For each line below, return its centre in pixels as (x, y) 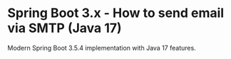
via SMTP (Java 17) (65, 28)
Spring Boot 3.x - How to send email (116, 13)
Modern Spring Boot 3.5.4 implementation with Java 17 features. (102, 48)
